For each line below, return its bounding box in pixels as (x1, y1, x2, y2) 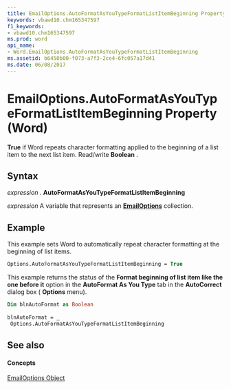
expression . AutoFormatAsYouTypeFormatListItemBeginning (7, 189, 186, 197)
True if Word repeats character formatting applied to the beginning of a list (7, 143, 219, 151)
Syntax (7, 170, 38, 182)
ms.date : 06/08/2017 (7, 61, 67, 68)
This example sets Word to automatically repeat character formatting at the (7, 240, 220, 249)
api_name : (7, 42, 36, 49)
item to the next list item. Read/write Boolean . (7, 150, 139, 158)
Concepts (7, 359, 36, 367)
